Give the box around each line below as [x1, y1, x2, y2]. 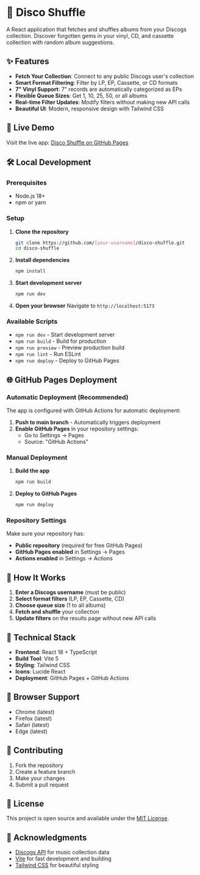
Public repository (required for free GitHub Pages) [15, 542, 143, 549]
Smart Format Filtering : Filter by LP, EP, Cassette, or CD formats [15, 79, 178, 86]
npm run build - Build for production [15, 338, 107, 345]
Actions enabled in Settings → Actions [15, 555, 113, 562]
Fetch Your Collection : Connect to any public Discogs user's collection [15, 73, 194, 80]
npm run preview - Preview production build [15, 344, 125, 351]
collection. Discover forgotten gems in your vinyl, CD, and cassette [6, 32, 174, 39]
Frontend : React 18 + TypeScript [15, 649, 98, 655]
